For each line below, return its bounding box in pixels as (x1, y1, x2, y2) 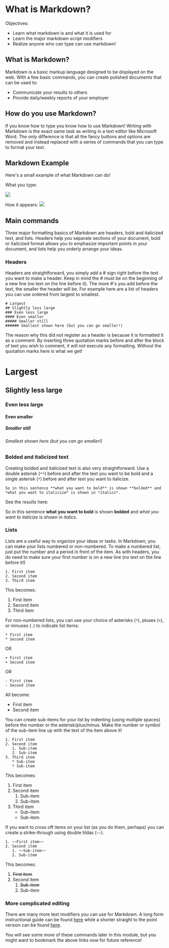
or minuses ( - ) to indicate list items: (5, 622, 79, 628)
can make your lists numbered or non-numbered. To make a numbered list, (5, 543, 161, 549)
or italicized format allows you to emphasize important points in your (5, 241, 148, 247)
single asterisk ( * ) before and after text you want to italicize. (5, 476, 130, 482)
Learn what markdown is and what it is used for (12, 30, 111, 36)
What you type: (5, 182, 37, 188)
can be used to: (5, 79, 38, 85)
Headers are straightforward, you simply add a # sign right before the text (5, 270, 159, 276)
